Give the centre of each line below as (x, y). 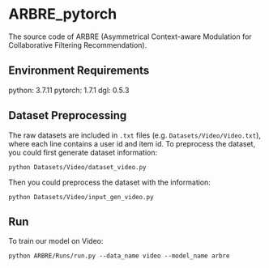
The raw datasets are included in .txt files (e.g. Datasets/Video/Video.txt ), (135, 135)
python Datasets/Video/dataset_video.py (78, 167)
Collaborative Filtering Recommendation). (78, 45)
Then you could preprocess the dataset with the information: (109, 182)
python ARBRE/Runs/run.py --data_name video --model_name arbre (119, 256)
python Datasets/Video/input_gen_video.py (81, 197)
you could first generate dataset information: (83, 152)
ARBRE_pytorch (63, 14)
